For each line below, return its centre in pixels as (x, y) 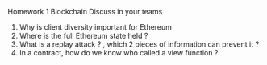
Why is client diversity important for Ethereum (96, 27)
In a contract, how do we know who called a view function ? (119, 53)
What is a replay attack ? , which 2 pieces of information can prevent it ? (139, 44)
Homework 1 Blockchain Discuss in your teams (85, 12)
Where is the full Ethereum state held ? (83, 36)
